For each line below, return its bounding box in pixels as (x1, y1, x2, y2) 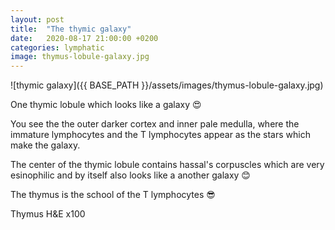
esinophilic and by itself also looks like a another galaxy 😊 (10, 169, 251, 181)
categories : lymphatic (10, 42, 105, 53)
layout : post (10, 14, 65, 25)
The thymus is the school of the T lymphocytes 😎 (10, 189, 216, 201)
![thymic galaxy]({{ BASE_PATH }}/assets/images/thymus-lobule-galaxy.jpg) (10, 79, 324, 91)
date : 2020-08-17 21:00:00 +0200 (10, 33, 159, 43)
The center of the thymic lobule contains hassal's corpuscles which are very (10, 159, 325, 171)
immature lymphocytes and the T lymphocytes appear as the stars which (10, 129, 311, 141)
